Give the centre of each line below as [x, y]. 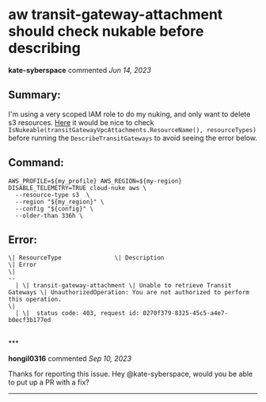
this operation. [35, 300]
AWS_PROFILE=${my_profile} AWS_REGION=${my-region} [95, 181]
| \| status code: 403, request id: [78, 313]
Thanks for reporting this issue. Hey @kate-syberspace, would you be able [131, 374]
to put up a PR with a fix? [49, 382]
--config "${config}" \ [54, 209]
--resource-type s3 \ [53, 195]
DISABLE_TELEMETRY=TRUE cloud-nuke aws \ [78, 188]
